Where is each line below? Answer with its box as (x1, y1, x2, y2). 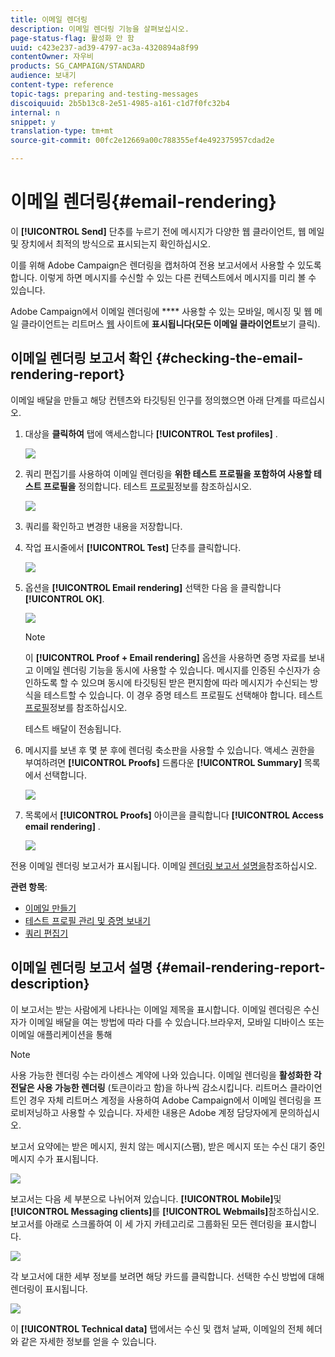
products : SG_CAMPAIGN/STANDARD (10, 61, 145, 71)
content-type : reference (10, 80, 114, 90)
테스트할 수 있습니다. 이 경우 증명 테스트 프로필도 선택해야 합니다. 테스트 (43, 689, 324, 701)
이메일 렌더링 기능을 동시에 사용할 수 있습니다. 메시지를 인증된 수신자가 (35, 664, 311, 676)
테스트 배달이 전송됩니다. (24, 722, 122, 735)
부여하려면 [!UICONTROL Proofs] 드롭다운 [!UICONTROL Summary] (24, 756, 302, 768)
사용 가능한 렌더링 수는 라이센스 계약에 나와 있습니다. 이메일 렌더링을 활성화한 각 (10, 1069, 322, 1081)
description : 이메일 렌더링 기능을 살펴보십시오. (10, 24, 190, 34)
